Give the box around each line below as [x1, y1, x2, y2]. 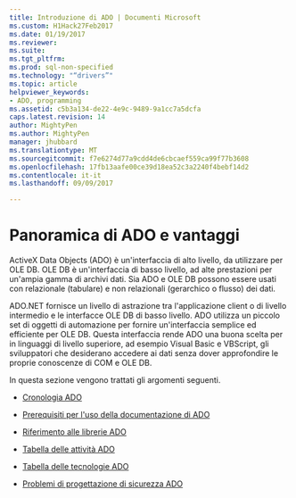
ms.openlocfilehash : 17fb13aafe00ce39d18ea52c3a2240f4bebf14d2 [9, 162, 250, 171]
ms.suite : [9, 46, 46, 55]
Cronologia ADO [21, 392, 83, 403]
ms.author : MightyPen [9, 129, 90, 138]
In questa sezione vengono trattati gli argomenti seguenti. [9, 375, 221, 386]
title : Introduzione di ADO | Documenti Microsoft [9, 12, 201, 22]
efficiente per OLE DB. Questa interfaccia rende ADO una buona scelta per [9, 329, 284, 340]
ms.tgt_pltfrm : [9, 54, 66, 63]
